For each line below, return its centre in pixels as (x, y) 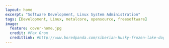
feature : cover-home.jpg (36, 28)
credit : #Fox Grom (29, 33)
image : (12, 24)
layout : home (19, 10)
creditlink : (22, 38)
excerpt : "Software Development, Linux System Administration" (73, 14)
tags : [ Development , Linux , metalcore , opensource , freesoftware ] (76, 19)
